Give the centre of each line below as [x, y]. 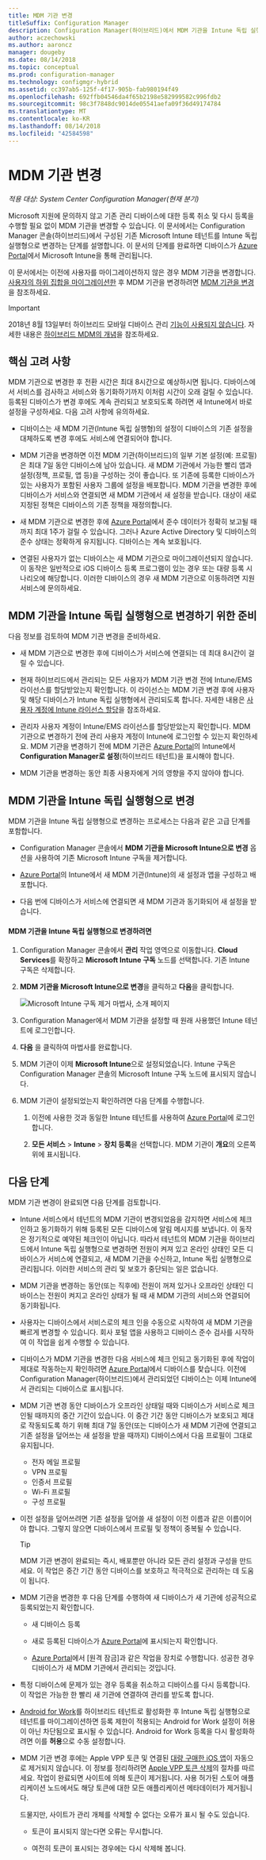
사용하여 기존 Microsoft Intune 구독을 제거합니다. [111, 858]
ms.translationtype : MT [47, 112]
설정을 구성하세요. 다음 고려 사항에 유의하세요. [79, 412]
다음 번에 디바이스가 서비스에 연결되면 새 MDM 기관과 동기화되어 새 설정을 [134, 901]
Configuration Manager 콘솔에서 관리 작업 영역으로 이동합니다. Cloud [129, 950]
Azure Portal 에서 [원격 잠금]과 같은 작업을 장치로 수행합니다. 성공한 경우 [143, 1658]
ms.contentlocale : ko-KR [49, 119]
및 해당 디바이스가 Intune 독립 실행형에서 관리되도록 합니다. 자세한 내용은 [132, 700]
